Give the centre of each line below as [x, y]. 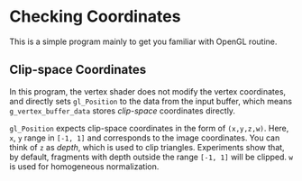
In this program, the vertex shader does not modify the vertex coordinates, [148, 91]
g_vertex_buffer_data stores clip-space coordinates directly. [123, 111]
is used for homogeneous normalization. [84, 166]
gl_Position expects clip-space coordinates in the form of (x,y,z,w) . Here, [149, 128]
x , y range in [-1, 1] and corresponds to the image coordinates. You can [145, 138]
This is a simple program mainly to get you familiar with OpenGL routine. [143, 41]
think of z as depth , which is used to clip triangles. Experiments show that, [147, 147]
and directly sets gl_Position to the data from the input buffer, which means [151, 101]
